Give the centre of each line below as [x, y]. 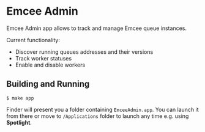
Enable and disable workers [50, 65]
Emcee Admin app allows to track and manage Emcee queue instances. [96, 28]
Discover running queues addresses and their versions [84, 52]
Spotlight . [19, 122]
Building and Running [48, 84]
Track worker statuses [43, 58]
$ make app [20, 98]
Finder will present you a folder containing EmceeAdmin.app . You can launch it [102, 109]
